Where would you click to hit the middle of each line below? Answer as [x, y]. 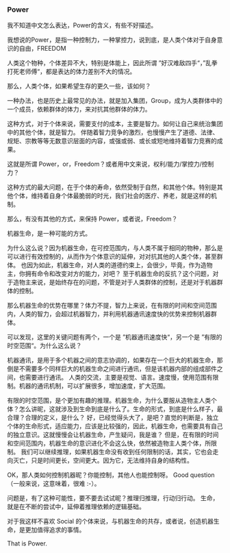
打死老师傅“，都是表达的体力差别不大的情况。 [72, 72]
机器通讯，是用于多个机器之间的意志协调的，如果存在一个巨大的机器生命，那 [115, 360]
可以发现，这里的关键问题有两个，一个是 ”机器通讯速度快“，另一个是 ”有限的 [115, 337]
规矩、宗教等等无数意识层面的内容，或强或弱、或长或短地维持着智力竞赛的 [112, 141]
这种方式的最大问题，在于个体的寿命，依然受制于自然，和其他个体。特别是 [112, 187]
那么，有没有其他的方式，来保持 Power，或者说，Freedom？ [92, 219]
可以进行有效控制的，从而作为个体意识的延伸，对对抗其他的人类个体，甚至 [112, 257]
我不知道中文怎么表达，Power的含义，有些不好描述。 [82, 25]
